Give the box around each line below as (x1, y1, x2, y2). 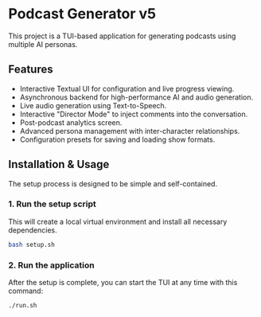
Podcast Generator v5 (8, 5, 157, 23)
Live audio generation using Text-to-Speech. (19, 100, 167, 110)
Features (8, 63, 53, 76)
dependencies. (8, 225, 57, 235)
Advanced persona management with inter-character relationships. (19, 126, 240, 135)
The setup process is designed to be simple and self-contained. (8, 178, 217, 188)
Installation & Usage (8, 158, 110, 171)
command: (8, 286, 44, 295)
